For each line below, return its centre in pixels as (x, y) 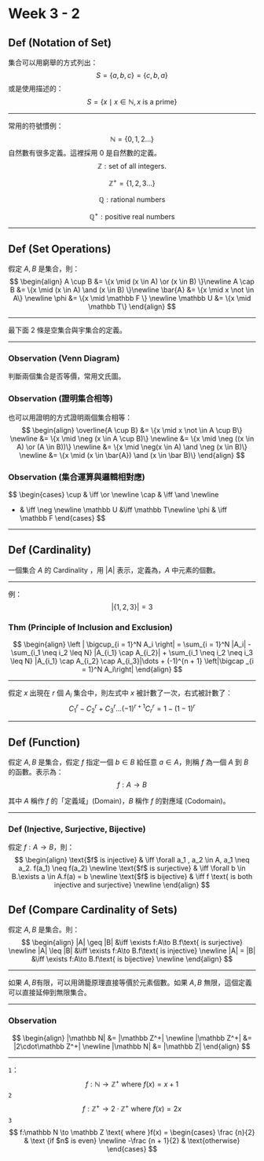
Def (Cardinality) (50, 550)
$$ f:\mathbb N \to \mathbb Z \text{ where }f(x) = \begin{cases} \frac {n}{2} (132, 1132)
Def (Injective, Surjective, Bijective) (77, 830)
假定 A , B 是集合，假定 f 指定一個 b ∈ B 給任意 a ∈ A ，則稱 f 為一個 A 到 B (128, 762)
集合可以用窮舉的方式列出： (53, 62)
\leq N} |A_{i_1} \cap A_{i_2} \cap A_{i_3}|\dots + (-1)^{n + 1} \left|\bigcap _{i (132, 661)
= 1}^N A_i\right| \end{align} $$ (132, 669)
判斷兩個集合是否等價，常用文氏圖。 (67, 376)
